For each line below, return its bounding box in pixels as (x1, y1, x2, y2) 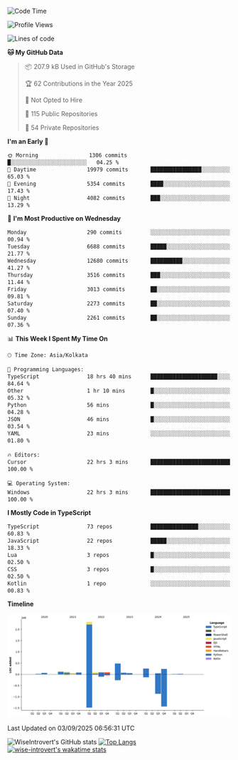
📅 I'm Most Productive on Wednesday (7, 214, 121, 222)
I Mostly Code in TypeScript (7, 509, 91, 516)
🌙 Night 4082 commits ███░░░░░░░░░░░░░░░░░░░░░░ (7, 194, 231, 202)
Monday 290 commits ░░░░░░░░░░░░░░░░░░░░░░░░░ (7, 229, 231, 236)
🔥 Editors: (7, 452, 40, 459)
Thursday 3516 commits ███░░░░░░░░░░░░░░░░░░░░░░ (7, 271, 231, 279)
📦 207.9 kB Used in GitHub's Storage (24, 63, 135, 71)
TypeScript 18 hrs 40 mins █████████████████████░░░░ (7, 373, 231, 380)
